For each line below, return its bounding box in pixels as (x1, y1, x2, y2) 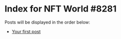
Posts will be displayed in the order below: (4, 19, 91, 25)
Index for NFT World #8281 (4, 3, 117, 14)
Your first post (11, 28, 41, 34)
